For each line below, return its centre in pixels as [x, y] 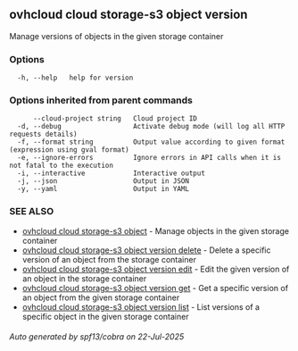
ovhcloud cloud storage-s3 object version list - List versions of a [141, 306]
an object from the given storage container [101, 297]
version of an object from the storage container [109, 259]
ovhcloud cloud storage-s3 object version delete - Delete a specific [146, 250]
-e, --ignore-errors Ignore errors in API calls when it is [149, 158]
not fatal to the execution [62, 166]
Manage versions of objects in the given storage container [116, 36]
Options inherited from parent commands [101, 100]
